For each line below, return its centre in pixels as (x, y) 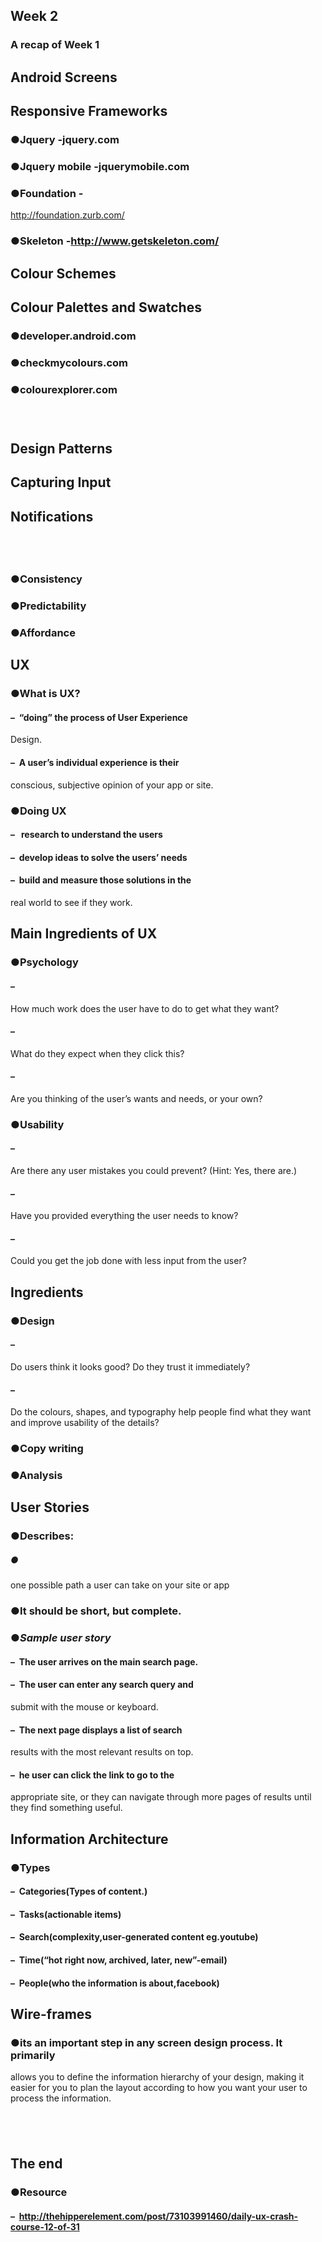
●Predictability (48, 606)
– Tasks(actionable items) (66, 1914)
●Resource (39, 2192)
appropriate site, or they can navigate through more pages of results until (161, 1797)
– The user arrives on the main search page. (104, 1661)
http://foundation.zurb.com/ (67, 215)
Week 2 (34, 16)
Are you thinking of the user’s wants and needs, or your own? (136, 1098)
